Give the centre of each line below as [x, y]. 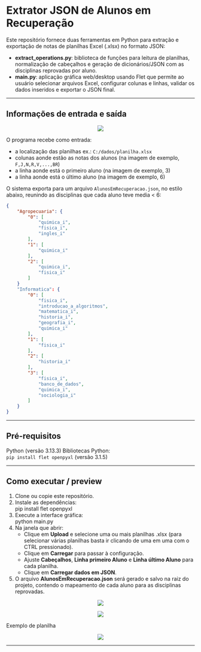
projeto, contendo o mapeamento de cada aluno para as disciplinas [98, 585]
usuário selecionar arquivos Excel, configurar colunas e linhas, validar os [105, 83]
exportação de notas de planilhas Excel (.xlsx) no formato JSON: [86, 46]
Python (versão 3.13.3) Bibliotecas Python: [58, 451]
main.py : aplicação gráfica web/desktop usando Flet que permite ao [99, 77]
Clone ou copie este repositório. [54, 496]
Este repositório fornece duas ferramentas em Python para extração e [93, 40]
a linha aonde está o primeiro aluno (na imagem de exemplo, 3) [92, 170]
